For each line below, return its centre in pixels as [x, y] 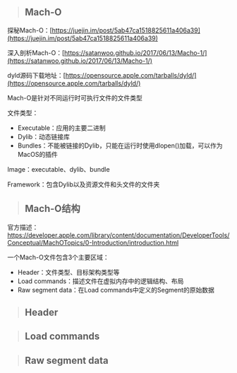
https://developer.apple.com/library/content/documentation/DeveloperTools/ [119, 235]
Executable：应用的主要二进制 [61, 128]
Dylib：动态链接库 [44, 136]
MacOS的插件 [37, 154]
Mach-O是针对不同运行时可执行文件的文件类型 [75, 97]
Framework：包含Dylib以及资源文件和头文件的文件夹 [84, 184]
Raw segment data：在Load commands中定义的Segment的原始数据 [116, 290]
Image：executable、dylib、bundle [59, 169]
